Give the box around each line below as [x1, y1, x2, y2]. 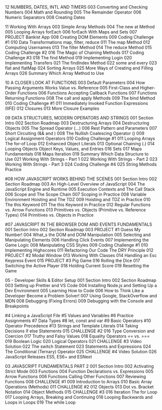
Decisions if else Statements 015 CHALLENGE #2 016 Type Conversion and [5, 328, 155, 334]
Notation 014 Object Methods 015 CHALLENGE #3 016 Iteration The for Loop [5, 389, 158, 395]
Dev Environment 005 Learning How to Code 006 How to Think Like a [5, 288, 144, 293]
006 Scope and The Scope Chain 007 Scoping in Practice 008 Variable [5, 191, 147, 197]
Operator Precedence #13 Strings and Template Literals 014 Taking [5, 323, 139, 328]
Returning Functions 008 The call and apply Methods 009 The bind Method [5, 95, 156, 101]
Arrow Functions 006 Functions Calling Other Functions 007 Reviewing [5, 374, 146, 379]
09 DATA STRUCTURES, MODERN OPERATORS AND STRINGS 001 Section [5, 115, 154, 120]
